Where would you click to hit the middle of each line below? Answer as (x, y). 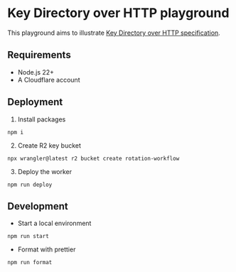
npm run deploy (30, 185)
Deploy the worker (45, 171)
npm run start (28, 236)
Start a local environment (54, 223)
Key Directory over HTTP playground (118, 13)
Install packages (42, 119)
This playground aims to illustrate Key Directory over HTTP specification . (114, 33)
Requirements (39, 55)
